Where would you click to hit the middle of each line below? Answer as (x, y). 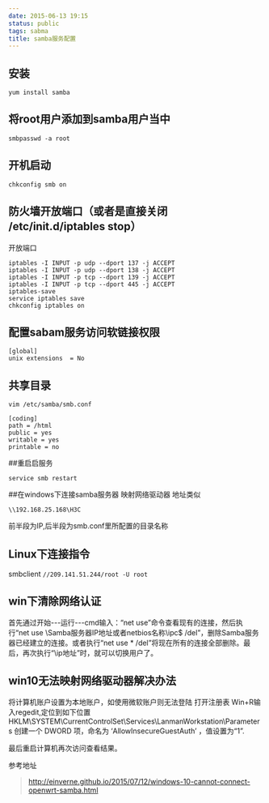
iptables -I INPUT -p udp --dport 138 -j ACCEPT (92, 270)
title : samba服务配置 (42, 38)
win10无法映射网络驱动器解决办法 (92, 681)
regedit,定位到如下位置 (53, 712)
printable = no (34, 447)
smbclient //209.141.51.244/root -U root (78, 574)
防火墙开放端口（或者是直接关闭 (88, 211)
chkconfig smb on (38, 184)
